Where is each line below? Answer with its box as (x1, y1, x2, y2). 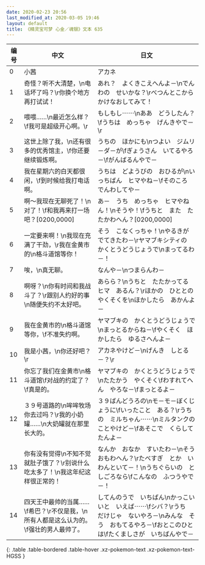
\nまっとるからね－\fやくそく (97, 326, 181, 334)
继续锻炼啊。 (24, 155, 61, 164)
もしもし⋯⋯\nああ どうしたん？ (97, 109, 195, 118)
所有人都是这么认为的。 (24, 516, 92, 525)
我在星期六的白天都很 (24, 167, 85, 176)
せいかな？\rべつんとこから (115, 88, 194, 97)
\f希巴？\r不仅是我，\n (24, 507, 88, 515)
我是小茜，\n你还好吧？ (24, 347, 92, 356)
